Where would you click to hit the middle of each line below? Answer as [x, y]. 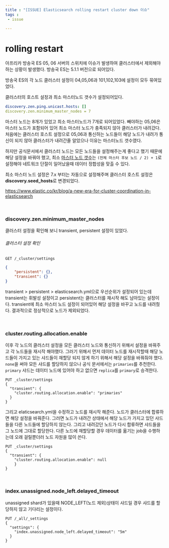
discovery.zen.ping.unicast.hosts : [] [46, 107]
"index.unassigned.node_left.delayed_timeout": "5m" [71, 532]
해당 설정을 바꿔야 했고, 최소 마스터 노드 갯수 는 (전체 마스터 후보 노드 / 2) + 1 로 [83, 158]
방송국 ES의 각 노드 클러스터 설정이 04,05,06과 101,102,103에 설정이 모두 [77, 80]
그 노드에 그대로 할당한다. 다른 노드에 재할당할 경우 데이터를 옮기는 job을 [76, 431]
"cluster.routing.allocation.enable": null [61, 460]
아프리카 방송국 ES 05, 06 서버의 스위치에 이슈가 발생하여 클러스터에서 [74, 63]
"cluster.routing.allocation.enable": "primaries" [68, 393]
